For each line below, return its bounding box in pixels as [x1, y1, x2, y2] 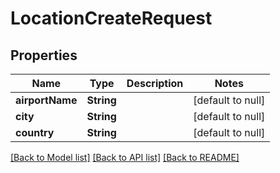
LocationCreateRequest [10, 7, 213, 30]
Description [126, 77, 184, 90]
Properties [10, 47, 78, 64]
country [15, 126, 55, 139]
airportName [15, 93, 78, 107]
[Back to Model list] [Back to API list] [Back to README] [10, 152, 240, 163]
